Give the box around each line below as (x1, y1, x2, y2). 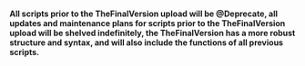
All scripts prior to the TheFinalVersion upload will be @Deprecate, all (9, 8, 279, 19)
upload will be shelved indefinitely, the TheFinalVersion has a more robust (9, 27, 296, 38)
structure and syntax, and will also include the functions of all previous (9, 37, 284, 48)
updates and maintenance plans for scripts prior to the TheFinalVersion (9, 17, 286, 28)
